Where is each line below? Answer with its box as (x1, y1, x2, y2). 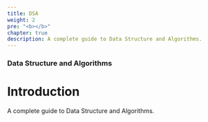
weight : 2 (7, 17, 36, 23)
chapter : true (7, 29, 48, 37)
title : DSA (7, 10, 39, 17)
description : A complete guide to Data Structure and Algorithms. (7, 36, 202, 43)
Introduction (7, 84, 80, 100)
